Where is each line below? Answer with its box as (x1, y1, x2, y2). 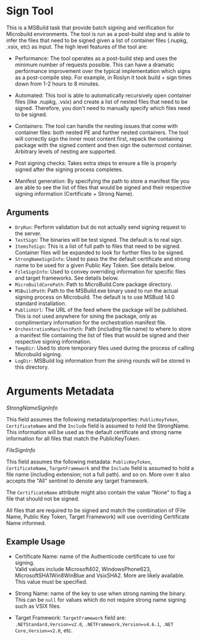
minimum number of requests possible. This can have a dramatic (14, 61, 175, 68)
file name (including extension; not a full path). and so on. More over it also (6, 471, 190, 478)
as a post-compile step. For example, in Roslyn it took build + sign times (14, 74, 192, 81)
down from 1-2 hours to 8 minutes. (14, 80, 100, 87)
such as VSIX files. (14, 602, 61, 609)
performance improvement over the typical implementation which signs (14, 67, 191, 74)
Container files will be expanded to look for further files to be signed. (14, 248, 184, 256)
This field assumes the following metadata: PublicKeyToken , (6, 458, 152, 465)
